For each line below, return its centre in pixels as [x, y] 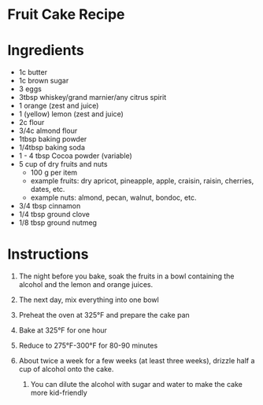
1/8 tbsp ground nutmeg [58, 223]
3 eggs [30, 89]
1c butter [33, 72]
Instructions [48, 254]
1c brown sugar [44, 81]
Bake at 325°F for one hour [63, 330]
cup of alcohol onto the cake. [66, 369]
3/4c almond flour [48, 131]
